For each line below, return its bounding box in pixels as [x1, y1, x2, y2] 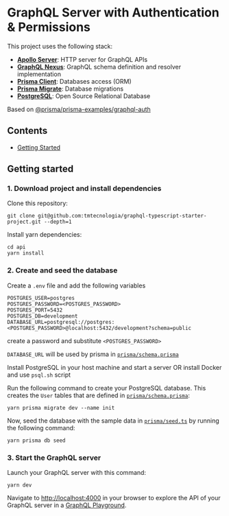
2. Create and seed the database [7, 266, 118, 275]
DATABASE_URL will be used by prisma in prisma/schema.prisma [7, 350, 180, 358]
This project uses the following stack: [7, 42, 113, 50]
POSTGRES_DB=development [7, 312, 78, 320]
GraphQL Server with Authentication [7, 5, 219, 21]
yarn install [7, 250, 45, 257]
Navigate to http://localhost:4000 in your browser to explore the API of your [7, 494, 221, 502]
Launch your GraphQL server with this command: [7, 469, 146, 477]
